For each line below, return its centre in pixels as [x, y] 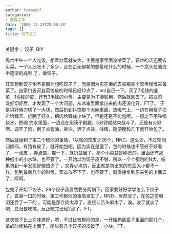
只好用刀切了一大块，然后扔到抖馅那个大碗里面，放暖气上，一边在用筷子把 [88, 110]
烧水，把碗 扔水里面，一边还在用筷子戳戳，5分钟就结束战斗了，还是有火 [81, 122]
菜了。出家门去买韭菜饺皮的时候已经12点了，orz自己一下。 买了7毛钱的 [80, 90]
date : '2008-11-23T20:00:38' [36, 24]
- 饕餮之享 [15, 20]
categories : [18, 15]
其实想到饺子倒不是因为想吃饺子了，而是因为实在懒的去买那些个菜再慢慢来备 [86, 84]
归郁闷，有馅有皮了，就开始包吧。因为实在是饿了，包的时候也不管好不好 [81, 146]
